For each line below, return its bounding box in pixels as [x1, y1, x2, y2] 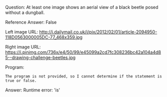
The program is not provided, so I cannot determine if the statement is [5, 74, 162, 79]
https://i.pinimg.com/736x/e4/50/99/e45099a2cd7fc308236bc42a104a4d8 [5, 49, 161, 55]
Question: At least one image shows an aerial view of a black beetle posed [5, 4, 158, 10]
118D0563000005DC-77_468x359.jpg [5, 34, 82, 40]
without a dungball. [5, 9, 45, 15]
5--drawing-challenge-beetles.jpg [5, 54, 76, 60]
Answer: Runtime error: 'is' [5, 87, 60, 93]
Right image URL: [5, 44, 41, 49]
